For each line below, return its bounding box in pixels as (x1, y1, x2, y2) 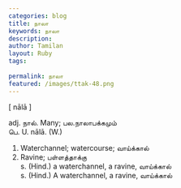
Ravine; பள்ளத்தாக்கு (19, 152, 88, 162)
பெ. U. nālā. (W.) (8, 126, 62, 136)
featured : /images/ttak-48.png (8, 79, 114, 88)
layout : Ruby (8, 49, 53, 58)
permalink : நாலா (8, 72, 63, 80)
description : (8, 34, 53, 43)
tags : (8, 58, 27, 66)
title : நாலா (8, 19, 49, 28)
